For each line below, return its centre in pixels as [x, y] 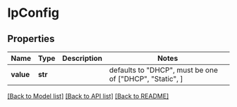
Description [82, 58]
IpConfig [34, 13]
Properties [31, 39]
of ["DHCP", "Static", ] [146, 79]
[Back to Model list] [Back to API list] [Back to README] [88, 96]
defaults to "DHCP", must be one [164, 70]
